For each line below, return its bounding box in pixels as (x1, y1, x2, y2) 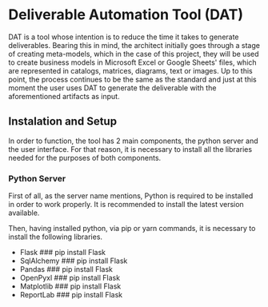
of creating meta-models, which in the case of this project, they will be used (8, 49, 259, 58)
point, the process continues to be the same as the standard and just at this (8, 74, 258, 84)
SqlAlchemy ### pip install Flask (19, 256, 128, 265)
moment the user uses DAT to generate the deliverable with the (8, 82, 217, 93)
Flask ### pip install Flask (19, 248, 106, 257)
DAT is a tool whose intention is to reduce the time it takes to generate (8, 32, 239, 42)
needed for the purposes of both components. (8, 153, 162, 162)
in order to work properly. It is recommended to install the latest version (8, 200, 244, 209)
